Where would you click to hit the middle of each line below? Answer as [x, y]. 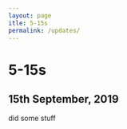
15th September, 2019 [63, 99]
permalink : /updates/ [44, 30]
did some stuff [32, 118]
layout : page [30, 16]
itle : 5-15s [28, 23]
